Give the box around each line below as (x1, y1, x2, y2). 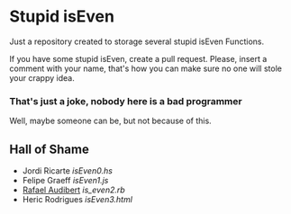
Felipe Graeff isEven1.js (22, 175, 109, 186)
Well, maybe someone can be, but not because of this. (9, 115, 212, 127)
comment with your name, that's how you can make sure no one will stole (9, 63, 282, 74)
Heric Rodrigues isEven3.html (22, 194, 133, 205)
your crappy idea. (9, 72, 75, 83)
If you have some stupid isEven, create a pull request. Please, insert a (9, 53, 268, 64)
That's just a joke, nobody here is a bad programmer (9, 94, 242, 107)
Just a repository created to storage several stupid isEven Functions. (9, 36, 264, 47)
